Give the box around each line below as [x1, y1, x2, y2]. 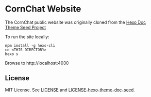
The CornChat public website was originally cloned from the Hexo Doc [5, 19, 146, 25]
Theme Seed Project [5, 24, 46, 30]
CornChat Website [5, 3, 82, 14]
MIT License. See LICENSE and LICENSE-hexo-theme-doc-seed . [5, 87, 135, 93]
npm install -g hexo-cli [5, 43, 55, 48]
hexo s [5, 52, 18, 56]
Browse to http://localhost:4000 [5, 60, 69, 66]
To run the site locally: [5, 34, 50, 40]
